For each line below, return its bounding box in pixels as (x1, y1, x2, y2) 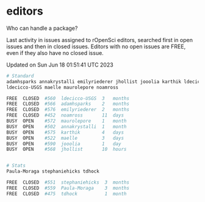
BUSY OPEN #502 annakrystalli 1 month (6, 123, 127, 129)
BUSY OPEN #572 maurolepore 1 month (6, 118, 127, 124)
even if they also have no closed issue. (6, 49, 104, 56)
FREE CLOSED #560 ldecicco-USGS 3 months (6, 95, 130, 101)
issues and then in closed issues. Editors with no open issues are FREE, (6, 43, 186, 50)
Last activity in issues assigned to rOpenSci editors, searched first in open (6, 36, 193, 43)
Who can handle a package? (6, 24, 78, 32)
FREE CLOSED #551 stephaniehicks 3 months (6, 179, 130, 186)
